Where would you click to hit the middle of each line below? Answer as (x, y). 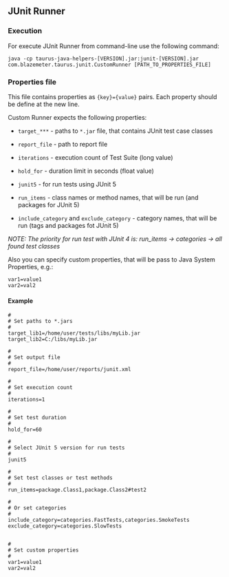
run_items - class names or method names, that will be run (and (108, 197)
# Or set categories (37, 508)
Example (21, 301)
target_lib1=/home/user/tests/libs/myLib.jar (74, 333)
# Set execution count (40, 388)
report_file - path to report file (63, 144)
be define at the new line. (44, 104)
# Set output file (34, 357)
